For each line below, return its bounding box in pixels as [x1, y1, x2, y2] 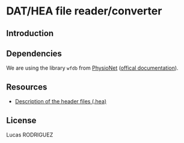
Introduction [6, 28, 54, 38]
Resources [6, 82, 48, 92]
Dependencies [6, 48, 62, 58]
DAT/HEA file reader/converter [6, 4, 162, 18]
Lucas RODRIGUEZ [6, 131, 54, 139]
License [6, 115, 37, 126]
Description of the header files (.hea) [14, 98, 107, 105]
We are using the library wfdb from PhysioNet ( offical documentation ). [6, 64, 179, 71]
